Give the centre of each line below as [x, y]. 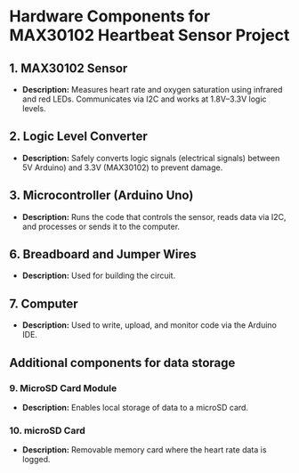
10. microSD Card [48, 430]
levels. [34, 108]
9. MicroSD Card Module [63, 387]
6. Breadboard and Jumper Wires [103, 254]
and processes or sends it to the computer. [101, 226]
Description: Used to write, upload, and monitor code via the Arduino [149, 325]
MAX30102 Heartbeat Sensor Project [149, 35]
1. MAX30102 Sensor [69, 68]
